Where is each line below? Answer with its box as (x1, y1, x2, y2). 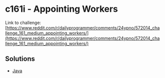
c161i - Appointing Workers (5, 3, 118, 15)
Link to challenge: (5, 20, 41, 26)
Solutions (5, 55, 35, 63)
